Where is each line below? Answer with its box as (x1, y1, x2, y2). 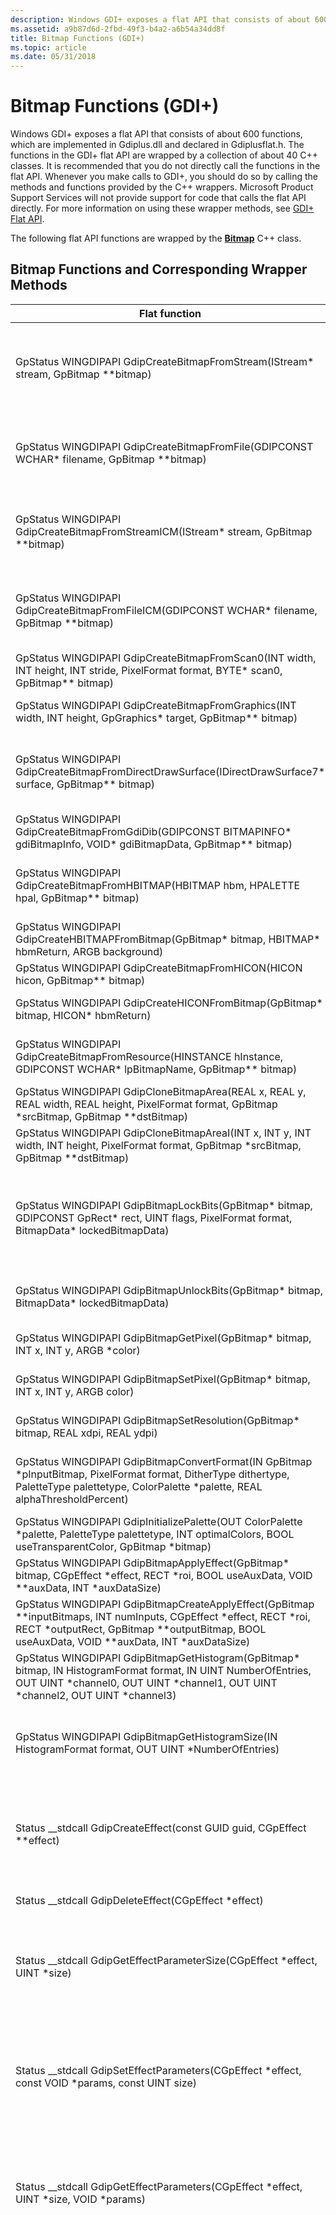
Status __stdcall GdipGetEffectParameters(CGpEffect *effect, (15, 2179, 303, 2193)
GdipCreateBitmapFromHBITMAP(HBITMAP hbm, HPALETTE (15, 878, 301, 892)
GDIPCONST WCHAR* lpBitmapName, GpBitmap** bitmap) (15, 1062, 298, 1076)
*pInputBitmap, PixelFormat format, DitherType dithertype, (15, 1467, 290, 1481)
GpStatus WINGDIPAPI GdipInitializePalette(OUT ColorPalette (15, 1514, 303, 1528)
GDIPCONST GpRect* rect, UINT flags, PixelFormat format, (15, 1211, 293, 1225)
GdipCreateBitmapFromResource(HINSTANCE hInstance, (15, 1049, 284, 1063)
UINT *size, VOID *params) (15, 2192, 147, 2206)
